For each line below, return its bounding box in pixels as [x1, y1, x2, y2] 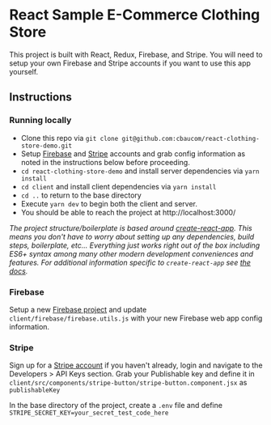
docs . [9, 266, 28, 276]
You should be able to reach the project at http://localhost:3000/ [20, 207, 236, 217]
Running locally [9, 115, 72, 126]
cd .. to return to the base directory [20, 190, 142, 200]
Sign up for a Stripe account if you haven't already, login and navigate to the [9, 360, 263, 370]
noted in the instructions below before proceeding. [20, 157, 191, 167]
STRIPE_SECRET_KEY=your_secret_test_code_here [9, 409, 169, 418]
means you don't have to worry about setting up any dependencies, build [9, 232, 255, 241]
